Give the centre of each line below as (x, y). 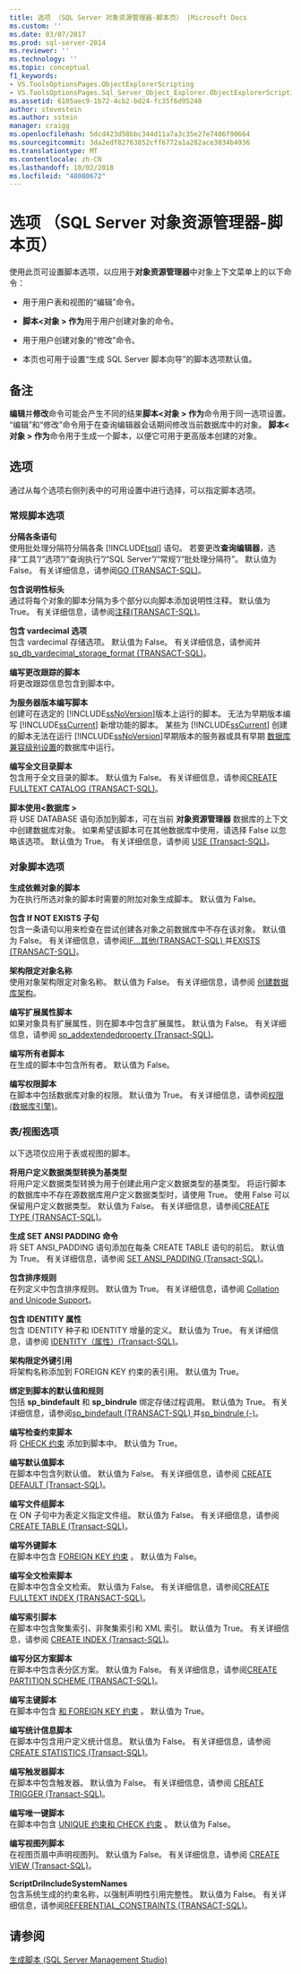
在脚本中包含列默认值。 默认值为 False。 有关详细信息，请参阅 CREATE (141, 1473)
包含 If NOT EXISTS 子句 (54, 918)
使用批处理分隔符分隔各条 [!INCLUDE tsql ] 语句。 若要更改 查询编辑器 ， (139, 548)
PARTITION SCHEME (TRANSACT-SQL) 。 (86, 1680)
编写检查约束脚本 (41, 1432)
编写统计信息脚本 (41, 1729)
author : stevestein (46, 109)
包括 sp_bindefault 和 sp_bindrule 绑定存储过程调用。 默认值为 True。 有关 (149, 1401)
